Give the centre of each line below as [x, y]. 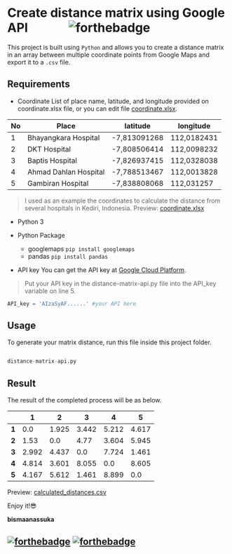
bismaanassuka [31, 520]
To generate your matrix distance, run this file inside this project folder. [109, 342]
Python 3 [30, 222]
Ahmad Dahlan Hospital [66, 172]
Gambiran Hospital [58, 183]
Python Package [41, 235]
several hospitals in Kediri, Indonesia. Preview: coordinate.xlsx [114, 208]
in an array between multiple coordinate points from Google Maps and [109, 55]
